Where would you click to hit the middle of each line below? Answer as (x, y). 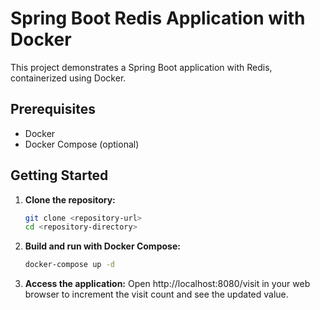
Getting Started (59, 175)
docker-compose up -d (69, 265)
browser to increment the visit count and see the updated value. (156, 294)
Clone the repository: (70, 199)
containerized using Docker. (68, 78)
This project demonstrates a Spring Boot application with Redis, (141, 67)
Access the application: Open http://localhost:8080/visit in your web (167, 284)
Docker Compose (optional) (82, 144)
